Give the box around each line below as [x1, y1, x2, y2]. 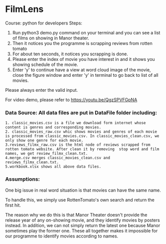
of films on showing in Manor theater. [12, 35, 89, 41]
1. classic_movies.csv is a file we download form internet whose [5, 121, 146, 126]
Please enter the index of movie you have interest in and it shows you [12, 56, 156, 62]
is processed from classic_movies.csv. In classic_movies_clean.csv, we [5, 134, 160, 139]
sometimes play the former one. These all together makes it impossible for [5, 228, 158, 234]
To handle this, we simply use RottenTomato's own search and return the [5, 197, 155, 203]
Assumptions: [5, 176, 40, 183]
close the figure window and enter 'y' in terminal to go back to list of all [12, 72, 159, 78]
